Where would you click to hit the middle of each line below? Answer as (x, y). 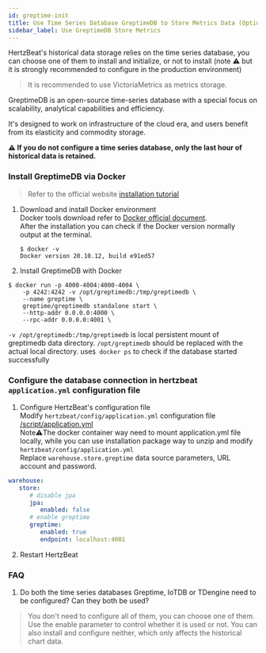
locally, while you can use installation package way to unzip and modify (136, 441)
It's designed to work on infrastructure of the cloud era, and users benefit (128, 124)
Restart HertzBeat (49, 554)
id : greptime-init (38, 15)
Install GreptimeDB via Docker (67, 177)
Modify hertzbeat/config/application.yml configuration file (118, 416)
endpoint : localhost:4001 (83, 539)
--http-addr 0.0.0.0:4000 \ (68, 313)
